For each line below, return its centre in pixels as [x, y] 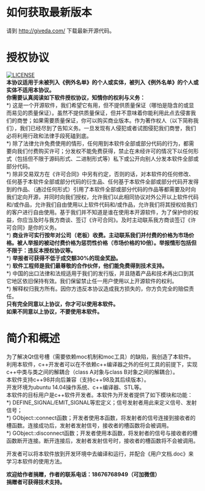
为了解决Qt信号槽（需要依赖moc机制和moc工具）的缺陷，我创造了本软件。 [100, 356]
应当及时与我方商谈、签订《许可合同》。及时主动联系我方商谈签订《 [106, 220]
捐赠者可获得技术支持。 [36, 482]
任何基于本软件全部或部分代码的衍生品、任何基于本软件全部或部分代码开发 [100, 182]
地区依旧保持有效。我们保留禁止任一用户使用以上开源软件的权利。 [94, 281]
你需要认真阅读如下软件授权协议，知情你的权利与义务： [76, 97]
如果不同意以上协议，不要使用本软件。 [54, 311]
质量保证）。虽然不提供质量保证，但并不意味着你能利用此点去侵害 [109, 113]
